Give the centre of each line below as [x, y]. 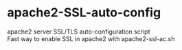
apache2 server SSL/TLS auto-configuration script [79, 32]
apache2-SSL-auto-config [84, 13]
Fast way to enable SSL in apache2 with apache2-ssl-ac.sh [91, 38]
